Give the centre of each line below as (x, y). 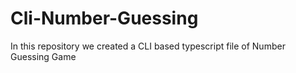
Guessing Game (43, 56)
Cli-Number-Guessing (104, 18)
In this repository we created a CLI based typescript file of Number (148, 46)
